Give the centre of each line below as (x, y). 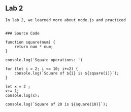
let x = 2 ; (18, 86)
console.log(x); (22, 95)
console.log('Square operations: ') (44, 60)
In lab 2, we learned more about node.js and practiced (65, 20)
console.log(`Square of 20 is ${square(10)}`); (57, 104)
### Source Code (22, 33)
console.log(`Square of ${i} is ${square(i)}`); (67, 73)
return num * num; (34, 47)
